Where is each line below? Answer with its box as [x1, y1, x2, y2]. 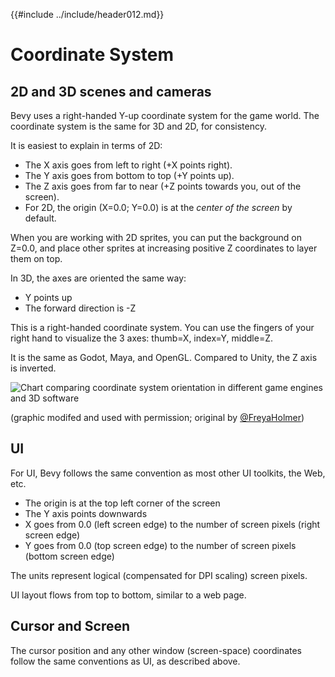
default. [24, 212, 57, 224]
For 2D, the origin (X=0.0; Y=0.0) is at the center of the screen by [24, 202, 293, 213]
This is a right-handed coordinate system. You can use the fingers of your [10, 322, 315, 333]
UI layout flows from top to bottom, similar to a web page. [10, 589, 247, 601]
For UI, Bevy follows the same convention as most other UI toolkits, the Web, [10, 467, 326, 479]
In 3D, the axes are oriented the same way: [10, 272, 187, 284]
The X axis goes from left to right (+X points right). [24, 159, 233, 171]
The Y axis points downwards [24, 507, 148, 519]
